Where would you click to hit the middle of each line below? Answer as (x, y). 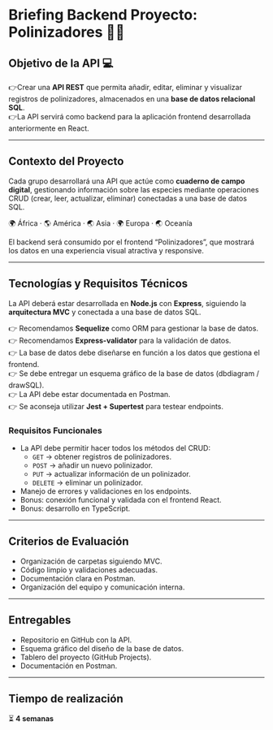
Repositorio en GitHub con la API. (76, 640)
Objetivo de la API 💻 (61, 63)
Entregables (40, 620)
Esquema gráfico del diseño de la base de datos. (102, 648)
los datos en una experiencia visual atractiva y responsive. (106, 250)
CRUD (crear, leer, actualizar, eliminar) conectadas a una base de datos (128, 198)
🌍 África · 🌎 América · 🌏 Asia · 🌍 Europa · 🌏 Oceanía (100, 223)
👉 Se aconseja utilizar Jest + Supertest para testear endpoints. (116, 406)
